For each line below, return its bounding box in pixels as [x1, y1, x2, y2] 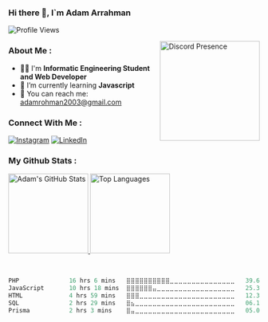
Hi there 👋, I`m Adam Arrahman [8, 7, 132, 18]
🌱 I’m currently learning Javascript [19, 80, 135, 90]
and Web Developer [19, 72, 88, 81]
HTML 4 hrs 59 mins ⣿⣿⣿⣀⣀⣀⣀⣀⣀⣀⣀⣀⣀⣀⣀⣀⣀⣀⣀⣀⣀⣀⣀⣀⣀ [8, 291, 235, 300]
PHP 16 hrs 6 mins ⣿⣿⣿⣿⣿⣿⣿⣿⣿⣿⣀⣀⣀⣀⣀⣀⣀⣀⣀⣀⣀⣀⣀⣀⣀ [8, 277, 235, 285]
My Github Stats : [8, 155, 77, 166]
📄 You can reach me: [19, 88, 89, 98]
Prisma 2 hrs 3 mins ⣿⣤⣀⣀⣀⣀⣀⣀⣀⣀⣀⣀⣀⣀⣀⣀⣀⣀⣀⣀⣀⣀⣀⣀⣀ [8, 306, 235, 314]
